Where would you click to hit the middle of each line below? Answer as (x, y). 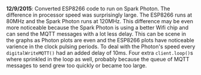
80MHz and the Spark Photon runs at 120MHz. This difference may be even (100, 21)
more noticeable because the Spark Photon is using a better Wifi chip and (97, 27)
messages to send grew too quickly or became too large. (76, 65)
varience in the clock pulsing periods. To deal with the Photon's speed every (101, 46)
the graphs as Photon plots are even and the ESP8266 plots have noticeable (100, 40)
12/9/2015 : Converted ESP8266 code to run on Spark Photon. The (88, 9)
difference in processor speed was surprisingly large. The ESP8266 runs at (99, 15)
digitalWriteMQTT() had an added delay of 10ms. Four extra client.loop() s (100, 53)
